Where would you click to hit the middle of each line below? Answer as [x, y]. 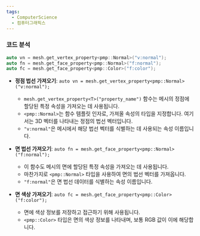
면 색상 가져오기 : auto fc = [47, 194]
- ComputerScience [35, 17]
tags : [13, 12]
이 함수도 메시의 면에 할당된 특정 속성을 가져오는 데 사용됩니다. [96, 167]
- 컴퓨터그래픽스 [29, 23]
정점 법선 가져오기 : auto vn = [49, 81]
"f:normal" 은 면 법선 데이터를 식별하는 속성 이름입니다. [88, 182]
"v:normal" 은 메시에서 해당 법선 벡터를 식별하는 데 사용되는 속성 [98, 128]
